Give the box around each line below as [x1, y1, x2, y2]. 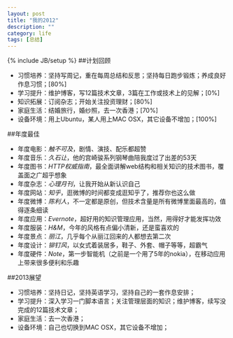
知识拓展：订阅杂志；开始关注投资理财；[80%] [17, 97, 153, 106]
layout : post [7, 10, 45, 17]
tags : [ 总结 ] [7, 36, 43, 43]
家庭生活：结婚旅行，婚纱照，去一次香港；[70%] [17, 106, 159, 115]
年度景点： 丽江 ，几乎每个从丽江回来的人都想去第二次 [17, 232, 171, 241]
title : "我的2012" [7, 17, 59, 24]
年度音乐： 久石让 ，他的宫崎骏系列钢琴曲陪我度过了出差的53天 [17, 153, 197, 162]
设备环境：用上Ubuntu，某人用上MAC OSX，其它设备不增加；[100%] [17, 115, 217, 123]
